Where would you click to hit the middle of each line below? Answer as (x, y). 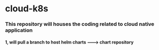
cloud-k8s (27, 9)
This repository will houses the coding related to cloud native (80, 24)
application (19, 30)
